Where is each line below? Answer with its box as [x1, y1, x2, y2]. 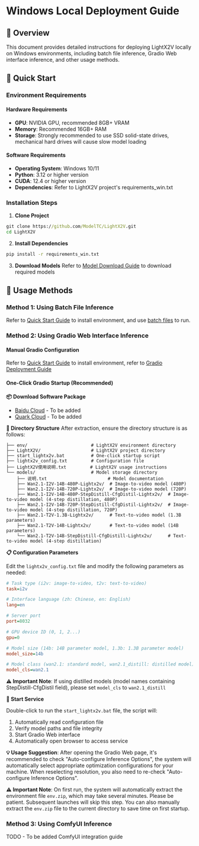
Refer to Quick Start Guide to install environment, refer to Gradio [6, 359, 163, 366]
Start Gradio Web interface [14, 731, 81, 739]
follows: [6, 430, 25, 438]
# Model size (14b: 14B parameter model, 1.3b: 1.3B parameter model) [6, 645, 184, 651]
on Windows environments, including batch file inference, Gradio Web [6, 50, 177, 57]
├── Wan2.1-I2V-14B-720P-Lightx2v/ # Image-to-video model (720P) [17, 486, 187, 492]
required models [14, 268, 55, 275]
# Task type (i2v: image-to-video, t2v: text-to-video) [6, 580, 147, 586]
